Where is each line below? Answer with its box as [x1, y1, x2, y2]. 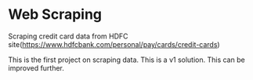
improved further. [8, 63, 65, 72]
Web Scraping [8, 5, 103, 24]
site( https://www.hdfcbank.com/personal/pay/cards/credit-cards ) [8, 39, 221, 49]
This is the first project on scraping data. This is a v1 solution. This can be [8, 55, 245, 64]
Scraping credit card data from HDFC [8, 31, 128, 41]
